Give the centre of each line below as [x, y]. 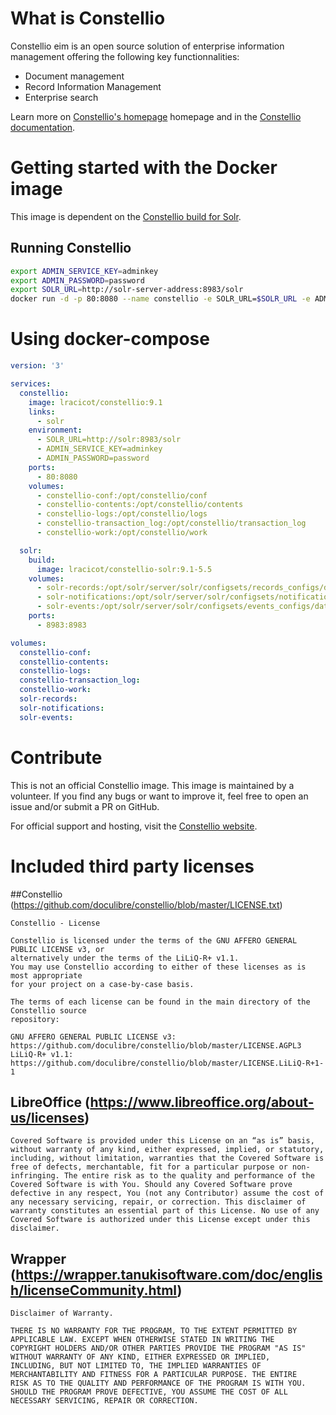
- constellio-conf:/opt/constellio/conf [122, 495]
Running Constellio [71, 248]
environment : [55, 430]
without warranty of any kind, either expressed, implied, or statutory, [167, 1150]
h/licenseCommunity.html [94, 1290]
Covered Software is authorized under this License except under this [160, 1220]
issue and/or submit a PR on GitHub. [85, 806]
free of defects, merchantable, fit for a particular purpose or [149, 1167]
